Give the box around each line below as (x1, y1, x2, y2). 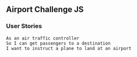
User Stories (6, 22, 43, 30)
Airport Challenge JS (6, 5, 84, 15)
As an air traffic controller (6, 35, 80, 41)
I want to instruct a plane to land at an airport (6, 45, 132, 51)
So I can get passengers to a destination (6, 40, 111, 46)
